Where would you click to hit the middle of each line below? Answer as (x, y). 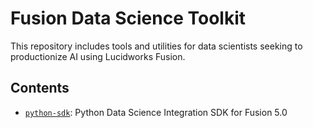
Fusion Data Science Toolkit (128, 18)
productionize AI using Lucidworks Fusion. (98, 56)
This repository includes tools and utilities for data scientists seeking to (156, 46)
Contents (40, 88)
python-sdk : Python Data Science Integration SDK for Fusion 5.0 (156, 112)
